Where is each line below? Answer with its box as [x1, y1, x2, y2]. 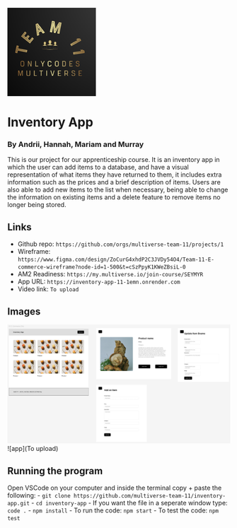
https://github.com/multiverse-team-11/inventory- [73, 493, 226, 500]
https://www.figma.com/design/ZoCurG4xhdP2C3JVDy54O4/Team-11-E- [17, 256, 214, 264]
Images [7, 305, 41, 317]
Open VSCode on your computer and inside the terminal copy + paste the [7, 483, 222, 492]
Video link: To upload [17, 285, 79, 293]
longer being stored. [7, 201, 67, 209]
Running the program [7, 464, 103, 477]
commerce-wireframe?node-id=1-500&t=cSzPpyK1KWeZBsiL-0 [17, 264, 186, 271]
